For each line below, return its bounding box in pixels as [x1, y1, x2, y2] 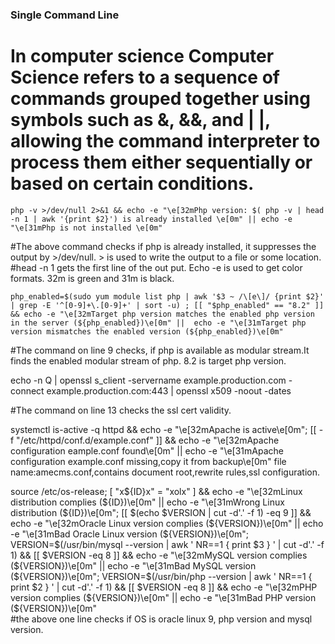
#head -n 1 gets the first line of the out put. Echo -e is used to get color [10, 261, 303, 273]
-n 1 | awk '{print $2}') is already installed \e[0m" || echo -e [10, 214, 293, 224]
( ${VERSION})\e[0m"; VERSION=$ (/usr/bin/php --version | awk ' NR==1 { [10, 570, 313, 582]
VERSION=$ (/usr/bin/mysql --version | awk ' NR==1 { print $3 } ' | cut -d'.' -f [10, 538, 325, 550]
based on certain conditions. [10, 173, 255, 195]
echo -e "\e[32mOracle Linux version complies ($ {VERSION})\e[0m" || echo [10, 517, 324, 529]
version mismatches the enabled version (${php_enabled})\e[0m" [10, 326, 284, 337]
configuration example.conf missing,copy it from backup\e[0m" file [10, 455, 287, 467]
